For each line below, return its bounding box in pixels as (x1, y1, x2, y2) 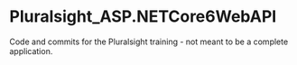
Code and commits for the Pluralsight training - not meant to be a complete (9, 36, 289, 47)
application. (9, 45, 53, 56)
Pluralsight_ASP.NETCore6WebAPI (9, 6, 277, 27)
